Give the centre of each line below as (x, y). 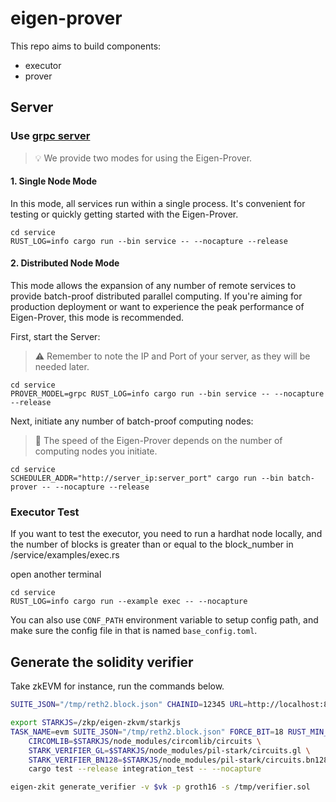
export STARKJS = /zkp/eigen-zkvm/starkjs (96, 723)
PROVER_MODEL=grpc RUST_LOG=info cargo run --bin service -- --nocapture (167, 394)
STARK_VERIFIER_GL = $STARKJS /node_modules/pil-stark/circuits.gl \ (169, 750)
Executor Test (45, 512)
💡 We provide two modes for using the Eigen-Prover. (143, 158)
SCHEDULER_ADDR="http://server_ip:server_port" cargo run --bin (147, 478)
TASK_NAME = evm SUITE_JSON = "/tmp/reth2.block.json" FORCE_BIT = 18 (147, 732)
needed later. (62, 367)
